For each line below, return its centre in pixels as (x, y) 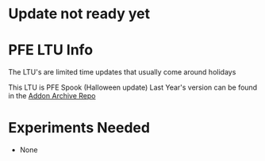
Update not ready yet (79, 14)
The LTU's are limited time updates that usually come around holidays (122, 72)
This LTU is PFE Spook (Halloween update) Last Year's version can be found (133, 87)
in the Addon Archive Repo (52, 96)
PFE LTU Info (51, 50)
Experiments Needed (79, 128)
